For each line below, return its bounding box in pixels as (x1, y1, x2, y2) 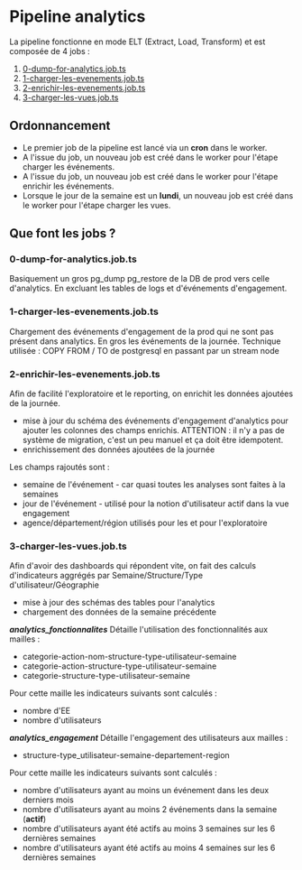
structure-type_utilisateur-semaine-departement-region (22, 750, 230, 761)
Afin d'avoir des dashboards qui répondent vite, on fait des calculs (9, 560, 257, 571)
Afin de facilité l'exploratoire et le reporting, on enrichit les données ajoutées (9, 388, 294, 399)
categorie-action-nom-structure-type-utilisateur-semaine (22, 652, 237, 662)
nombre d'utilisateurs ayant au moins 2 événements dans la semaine (22, 804, 278, 815)
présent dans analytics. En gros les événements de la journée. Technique (9, 336, 281, 347)
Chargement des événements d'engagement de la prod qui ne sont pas (9, 326, 274, 337)
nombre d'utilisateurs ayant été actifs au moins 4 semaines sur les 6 (22, 842, 276, 854)
